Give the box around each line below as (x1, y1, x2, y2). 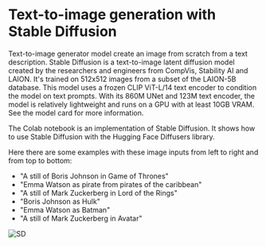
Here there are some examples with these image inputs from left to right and (8, 147, 259, 157)
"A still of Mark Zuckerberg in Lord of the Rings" (19, 188, 178, 197)
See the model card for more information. (8, 107, 144, 117)
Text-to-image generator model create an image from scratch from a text (8, 49, 248, 58)
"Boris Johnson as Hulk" (19, 197, 101, 206)
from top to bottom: (8, 155, 72, 165)
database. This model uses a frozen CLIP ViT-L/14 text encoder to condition (8, 82, 257, 92)
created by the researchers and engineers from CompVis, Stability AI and (8, 65, 248, 75)
